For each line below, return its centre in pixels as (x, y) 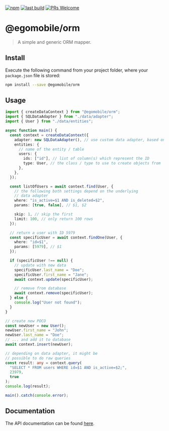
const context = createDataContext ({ (49, 135)
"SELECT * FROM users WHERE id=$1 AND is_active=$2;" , (68, 367)
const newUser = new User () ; (36, 326)
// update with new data (40, 265)
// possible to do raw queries (38, 358)
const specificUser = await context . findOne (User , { (66, 237)
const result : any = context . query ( (44, 363)
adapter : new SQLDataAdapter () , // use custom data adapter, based (86, 140)
